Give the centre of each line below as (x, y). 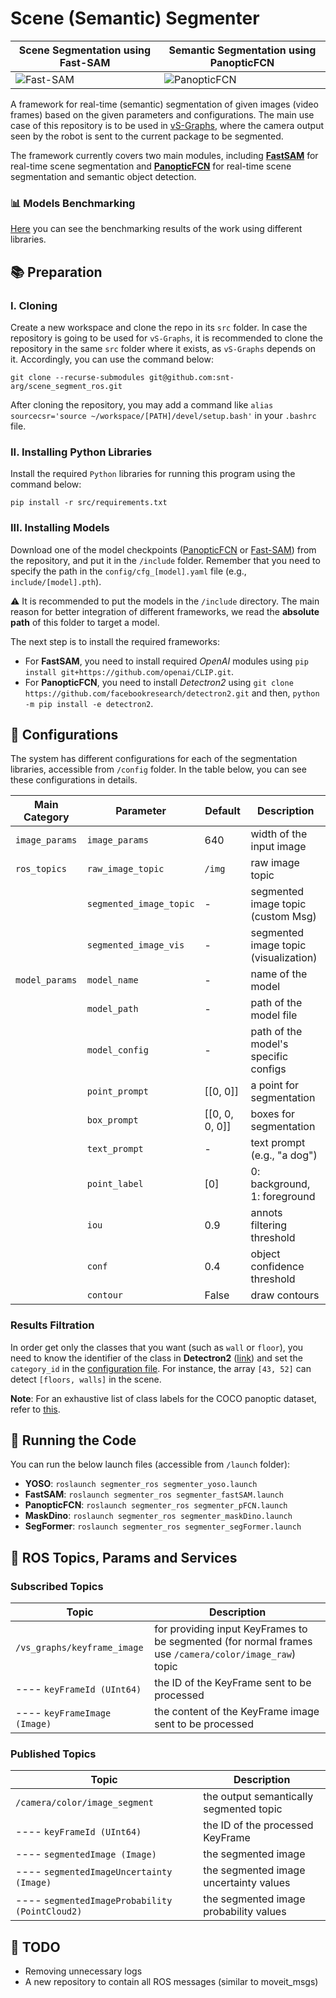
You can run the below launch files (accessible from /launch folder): (150, 1464)
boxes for (273, 1114)
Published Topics (53, 1754)
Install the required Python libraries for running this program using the (153, 474)
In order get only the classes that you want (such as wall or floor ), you (157, 1347)
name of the (279, 974)
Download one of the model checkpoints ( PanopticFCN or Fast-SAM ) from (163, 549)
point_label (115, 1184)
